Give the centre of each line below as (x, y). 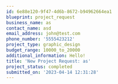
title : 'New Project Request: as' (49, 61)
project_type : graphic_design (43, 45)
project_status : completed (39, 67)
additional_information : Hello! (46, 56)
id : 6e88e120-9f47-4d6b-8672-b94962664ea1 (59, 12)
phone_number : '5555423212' (41, 39)
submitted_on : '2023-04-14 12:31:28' (53, 72)
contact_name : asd (29, 28)
